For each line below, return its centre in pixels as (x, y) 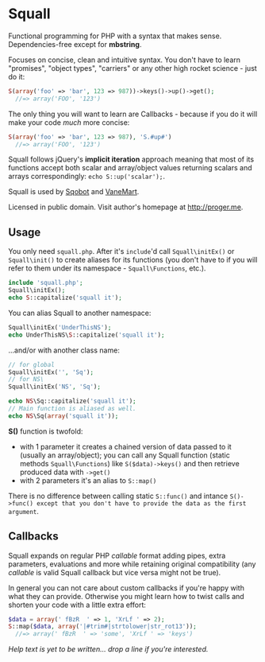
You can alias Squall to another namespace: (80, 313)
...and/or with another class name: (64, 350)
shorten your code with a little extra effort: (77, 605)
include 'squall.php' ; (46, 283)
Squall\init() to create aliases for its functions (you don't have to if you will (133, 260)
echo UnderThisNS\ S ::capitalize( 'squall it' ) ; (86, 335)
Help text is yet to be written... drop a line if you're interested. (108, 649)
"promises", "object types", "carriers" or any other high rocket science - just (133, 68)
